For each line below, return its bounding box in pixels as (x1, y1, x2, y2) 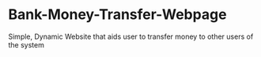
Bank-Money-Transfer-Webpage (8, 6, 227, 24)
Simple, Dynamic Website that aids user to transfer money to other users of (8, 32, 254, 41)
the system (8, 40, 45, 49)
